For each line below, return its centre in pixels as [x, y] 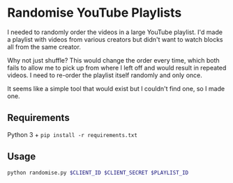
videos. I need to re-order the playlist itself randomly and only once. [105, 75]
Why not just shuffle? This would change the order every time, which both [113, 60]
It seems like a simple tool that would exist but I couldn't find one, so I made [116, 88]
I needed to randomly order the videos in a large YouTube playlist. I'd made [115, 32]
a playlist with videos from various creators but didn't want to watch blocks [115, 39]
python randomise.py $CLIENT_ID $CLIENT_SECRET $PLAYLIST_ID [98, 173]
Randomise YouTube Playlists [95, 13]
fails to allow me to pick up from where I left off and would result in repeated [117, 67]
